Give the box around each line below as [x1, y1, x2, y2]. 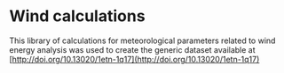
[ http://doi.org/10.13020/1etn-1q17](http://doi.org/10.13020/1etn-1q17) [9, 54, 260, 64]
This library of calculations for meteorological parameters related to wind [9, 35, 276, 46]
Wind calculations [9, 6, 146, 26]
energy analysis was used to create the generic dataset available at [9, 44, 256, 55]
